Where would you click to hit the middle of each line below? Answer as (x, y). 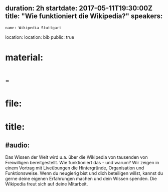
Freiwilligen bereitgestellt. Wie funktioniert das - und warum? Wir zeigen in (82, 163)
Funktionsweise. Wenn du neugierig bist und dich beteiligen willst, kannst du (84, 173)
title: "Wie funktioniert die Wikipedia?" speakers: (84, 16)
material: (24, 57)
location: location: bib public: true (40, 37)
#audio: (18, 145)
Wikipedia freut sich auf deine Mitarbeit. (47, 184)
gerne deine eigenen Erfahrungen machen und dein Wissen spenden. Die (81, 179)
